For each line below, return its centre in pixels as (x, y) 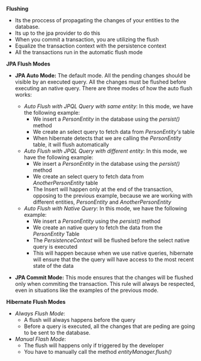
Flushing (17, 9)
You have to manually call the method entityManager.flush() (98, 352)
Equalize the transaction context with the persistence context (91, 46)
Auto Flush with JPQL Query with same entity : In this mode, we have (109, 106)
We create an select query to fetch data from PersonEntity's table (114, 132)
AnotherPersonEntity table (65, 183)
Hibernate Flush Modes (36, 302)
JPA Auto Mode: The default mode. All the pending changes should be (103, 75)
